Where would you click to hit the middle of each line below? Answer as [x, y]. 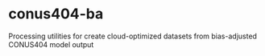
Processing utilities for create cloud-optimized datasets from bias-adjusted [133, 36]
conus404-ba [56, 14]
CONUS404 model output [51, 44]
